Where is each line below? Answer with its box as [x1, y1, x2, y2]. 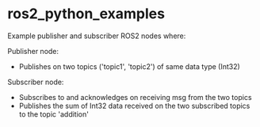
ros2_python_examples [7, 5, 166, 23]
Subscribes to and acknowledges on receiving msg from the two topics [18, 92, 252, 102]
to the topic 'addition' [18, 109, 89, 119]
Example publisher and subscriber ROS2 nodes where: [7, 31, 186, 40]
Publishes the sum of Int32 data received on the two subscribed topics [18, 101, 250, 110]
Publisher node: [7, 46, 59, 56]
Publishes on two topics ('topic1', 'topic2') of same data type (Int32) [18, 61, 241, 71]
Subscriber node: [7, 77, 64, 87]
